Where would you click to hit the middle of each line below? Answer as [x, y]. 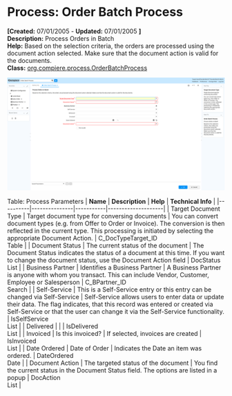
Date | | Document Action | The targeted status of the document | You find [113, 363]
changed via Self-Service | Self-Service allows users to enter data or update [116, 296]
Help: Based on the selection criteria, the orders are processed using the [111, 46]
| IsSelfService [28, 319]
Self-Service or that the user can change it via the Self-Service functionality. [116, 311]
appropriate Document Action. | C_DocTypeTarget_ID [82, 238]
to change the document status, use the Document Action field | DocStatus [114, 260]
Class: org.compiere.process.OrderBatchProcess [77, 68]
